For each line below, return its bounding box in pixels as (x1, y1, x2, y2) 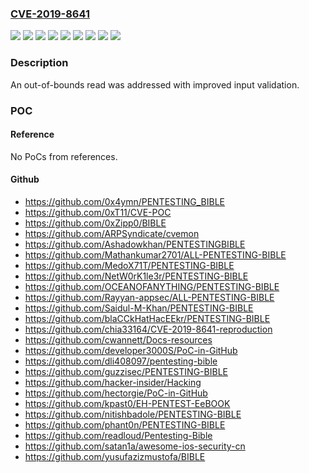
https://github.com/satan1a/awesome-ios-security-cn (24, 440, 246, 452)
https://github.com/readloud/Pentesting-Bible (24, 429, 213, 441)
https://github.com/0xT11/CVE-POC (24, 206, 172, 218)
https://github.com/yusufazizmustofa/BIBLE (24, 450, 206, 462)
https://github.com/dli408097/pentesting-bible (24, 355, 218, 367)
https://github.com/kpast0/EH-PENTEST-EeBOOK (24, 397, 231, 409)
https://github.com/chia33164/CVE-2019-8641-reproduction (24, 323, 273, 335)
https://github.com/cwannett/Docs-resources (24, 333, 213, 346)
